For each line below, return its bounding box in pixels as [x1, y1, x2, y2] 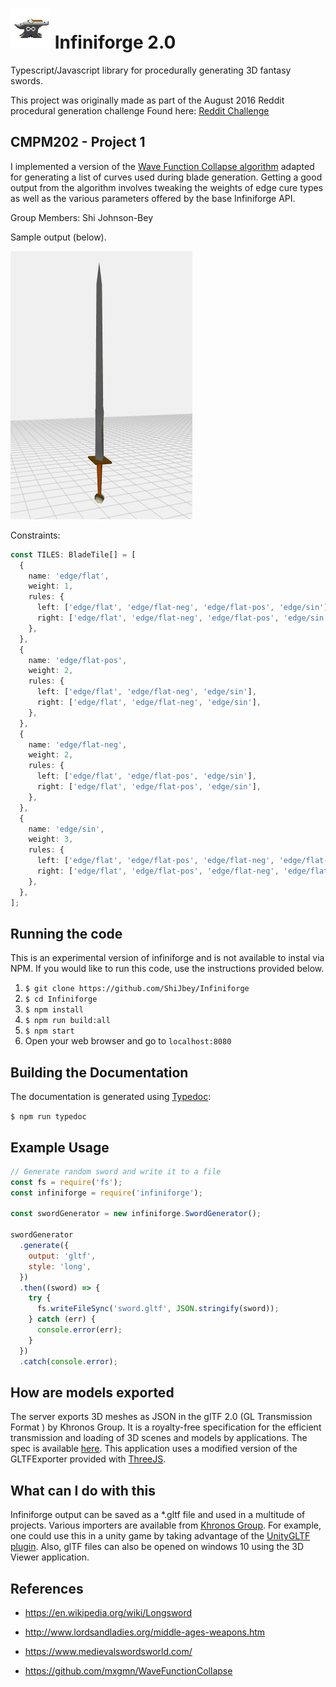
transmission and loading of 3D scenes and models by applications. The [10, 1432, 308, 1444]
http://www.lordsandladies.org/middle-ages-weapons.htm [24, 1626, 266, 1638]
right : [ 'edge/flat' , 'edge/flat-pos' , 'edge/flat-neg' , [36, 866, 280, 876]
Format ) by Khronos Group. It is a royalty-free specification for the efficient [10, 1421, 322, 1433]
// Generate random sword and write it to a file [10, 1166, 222, 1177]
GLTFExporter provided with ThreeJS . [10, 1453, 167, 1465]
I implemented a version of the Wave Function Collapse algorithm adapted [10, 160, 315, 172]
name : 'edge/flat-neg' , [28, 739, 128, 750]
